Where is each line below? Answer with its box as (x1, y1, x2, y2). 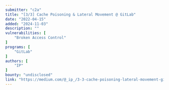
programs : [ (5, 44, 30, 49)
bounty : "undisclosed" (5, 72, 53, 77)
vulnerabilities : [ (5, 30, 46, 35)
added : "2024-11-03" (5, 21, 49, 26)
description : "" (5, 26, 39, 31)
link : (5, 77, 17, 82)
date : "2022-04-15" (5, 16, 46, 21)
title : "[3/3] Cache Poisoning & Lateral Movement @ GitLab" (5, 12, 136, 17)
